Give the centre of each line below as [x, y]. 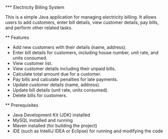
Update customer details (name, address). [57, 85]
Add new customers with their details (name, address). [70, 47]
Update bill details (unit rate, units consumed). [61, 90]
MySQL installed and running [43, 120]
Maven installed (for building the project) [55, 126]
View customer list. [33, 63]
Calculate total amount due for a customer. [57, 74]
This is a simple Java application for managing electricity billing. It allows [81, 17]
